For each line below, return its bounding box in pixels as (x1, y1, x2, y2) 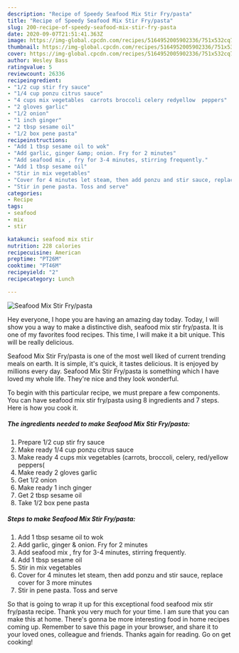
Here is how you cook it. (7, 403, 78, 412)
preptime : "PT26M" (7, 255, 62, 263)
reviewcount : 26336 (7, 70, 65, 77)
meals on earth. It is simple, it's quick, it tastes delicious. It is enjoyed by (7, 359, 219, 368)
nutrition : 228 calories (7, 242, 81, 250)
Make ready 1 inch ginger (17, 483, 92, 492)
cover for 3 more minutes (17, 578, 92, 587)
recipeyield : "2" (7, 269, 59, 276)
